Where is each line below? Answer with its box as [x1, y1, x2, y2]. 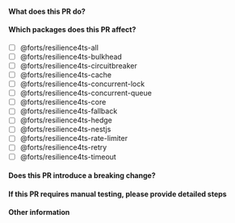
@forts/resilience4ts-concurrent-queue [19, 89, 152, 98]
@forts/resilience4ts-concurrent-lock [19, 79, 145, 89]
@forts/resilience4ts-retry [19, 142, 107, 152]
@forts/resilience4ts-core [19, 97, 107, 107]
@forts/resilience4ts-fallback [19, 106, 118, 116]
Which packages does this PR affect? [8, 25, 136, 35]
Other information [8, 208, 70, 217]
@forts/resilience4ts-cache [19, 69, 111, 80]
